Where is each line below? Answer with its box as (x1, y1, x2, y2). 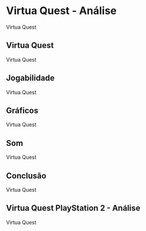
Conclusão (6, 171, 47, 181)
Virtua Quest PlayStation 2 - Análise (6, 203, 141, 213)
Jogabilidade (6, 73, 55, 83)
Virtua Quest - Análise (6, 4, 117, 18)
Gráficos (6, 106, 39, 116)
